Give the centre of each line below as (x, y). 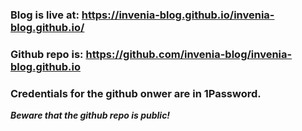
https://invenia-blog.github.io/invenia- (178, 15)
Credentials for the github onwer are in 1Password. (136, 93)
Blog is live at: (45, 15)
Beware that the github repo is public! (90, 115)
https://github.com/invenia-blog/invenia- (189, 54)
